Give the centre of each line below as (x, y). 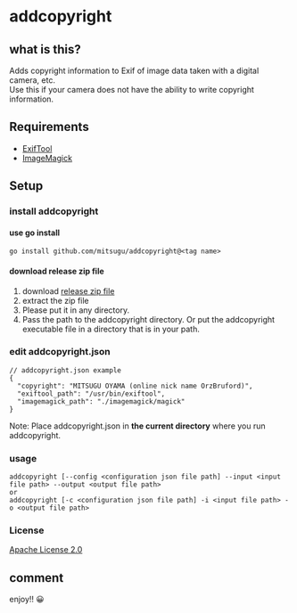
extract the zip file (55, 300)
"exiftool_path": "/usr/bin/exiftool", (91, 394)
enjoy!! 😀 (27, 600)
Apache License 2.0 (46, 550)
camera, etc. (33, 80)
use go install (35, 233)
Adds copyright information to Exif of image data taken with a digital (134, 70)
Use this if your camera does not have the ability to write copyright (132, 90)
